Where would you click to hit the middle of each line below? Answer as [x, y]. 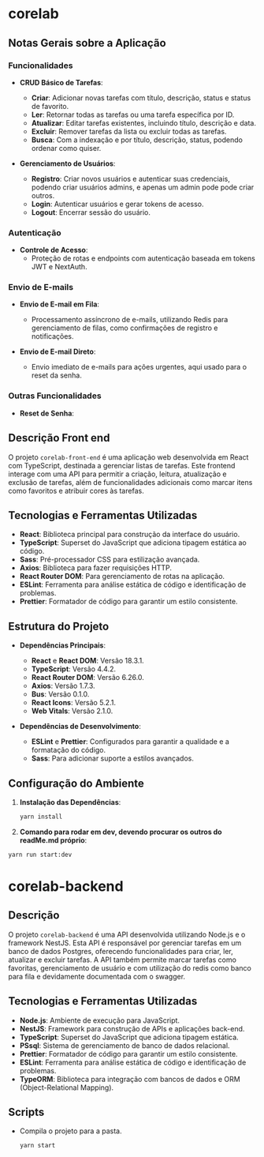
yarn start [37, 1146]
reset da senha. [57, 375]
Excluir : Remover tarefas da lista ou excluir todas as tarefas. [129, 131]
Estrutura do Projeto [59, 626]
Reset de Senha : [47, 413]
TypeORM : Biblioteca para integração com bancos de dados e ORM [130, 1079]
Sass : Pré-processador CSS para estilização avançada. [110, 560]
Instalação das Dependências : [70, 802]
